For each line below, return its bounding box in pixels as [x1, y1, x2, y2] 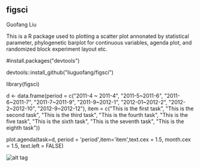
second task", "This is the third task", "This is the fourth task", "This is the [6, 111, 188, 118]
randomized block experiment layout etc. [6, 45, 108, 52]
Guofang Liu [6, 20, 37, 28]
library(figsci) [6, 80, 40, 87]
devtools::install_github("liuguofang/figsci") [6, 69, 114, 76]
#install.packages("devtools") [6, 57, 80, 64]
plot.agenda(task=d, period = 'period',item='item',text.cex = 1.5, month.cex [6, 136, 191, 143]
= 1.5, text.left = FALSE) [6, 142, 64, 150]
